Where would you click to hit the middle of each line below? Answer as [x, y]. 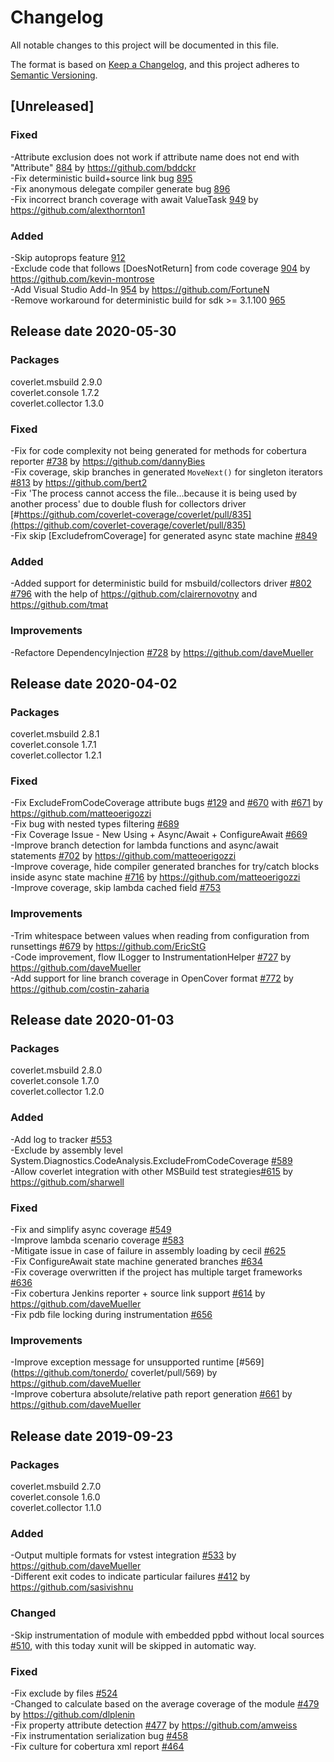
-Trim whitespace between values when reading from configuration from [160, 935]
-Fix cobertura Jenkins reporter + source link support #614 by [138, 1293]
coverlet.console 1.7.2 [55, 392]
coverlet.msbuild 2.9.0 [56, 382]
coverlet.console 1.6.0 [55, 1497]
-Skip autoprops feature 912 [68, 257]
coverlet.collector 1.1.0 [56, 1508]
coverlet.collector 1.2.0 [57, 1092]
